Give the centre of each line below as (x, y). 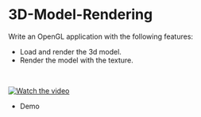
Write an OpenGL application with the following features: (100, 36)
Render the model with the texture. (76, 60)
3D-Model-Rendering (81, 15)
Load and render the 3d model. (70, 51)
